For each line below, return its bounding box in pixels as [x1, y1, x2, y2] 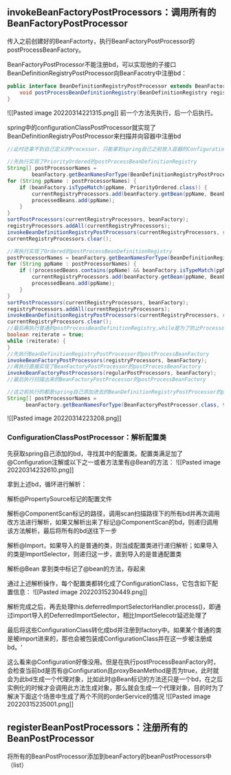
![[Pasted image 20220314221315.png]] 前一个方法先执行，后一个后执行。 [7, 109, 217, 117]
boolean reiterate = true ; [7, 331, 85, 338]
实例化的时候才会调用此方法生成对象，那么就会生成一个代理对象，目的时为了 [7, 683, 224, 691]
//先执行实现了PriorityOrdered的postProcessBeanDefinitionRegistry [7, 158, 197, 166]
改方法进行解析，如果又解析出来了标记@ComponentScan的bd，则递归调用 [7, 518, 219, 526]
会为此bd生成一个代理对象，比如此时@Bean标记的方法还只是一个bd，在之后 [7, 675, 223, 683]
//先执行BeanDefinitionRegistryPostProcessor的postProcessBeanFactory [7, 351, 210, 357]
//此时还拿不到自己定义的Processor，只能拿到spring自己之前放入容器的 [7, 146, 188, 153]
